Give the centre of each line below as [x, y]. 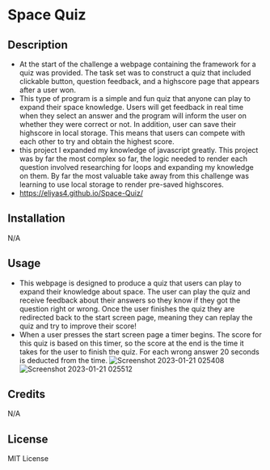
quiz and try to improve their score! [78, 326]
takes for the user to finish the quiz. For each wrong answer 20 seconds [139, 351]
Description [38, 45]
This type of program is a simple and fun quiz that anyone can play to [135, 98]
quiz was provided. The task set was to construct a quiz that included [135, 73]
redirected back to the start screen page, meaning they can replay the [136, 317]
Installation [36, 219]
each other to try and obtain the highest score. [97, 142]
